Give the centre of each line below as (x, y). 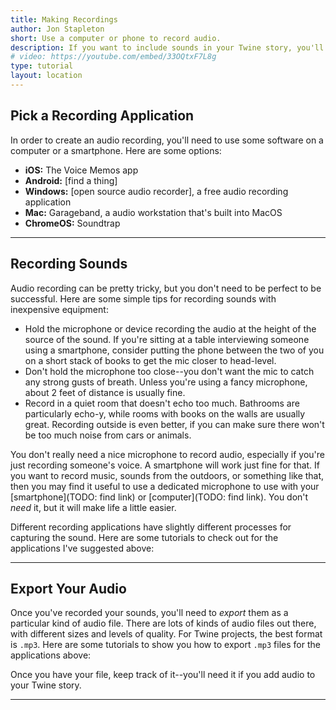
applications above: (51, 655)
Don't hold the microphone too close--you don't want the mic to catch (169, 371)
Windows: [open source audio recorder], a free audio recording (156, 191)
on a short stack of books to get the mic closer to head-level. (150, 360)
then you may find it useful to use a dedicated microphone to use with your (165, 486)
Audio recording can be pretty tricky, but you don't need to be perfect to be (166, 288)
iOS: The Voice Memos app (81, 170)
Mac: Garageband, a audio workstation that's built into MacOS (153, 212)
